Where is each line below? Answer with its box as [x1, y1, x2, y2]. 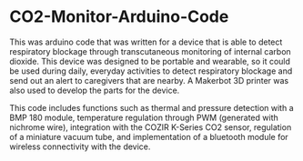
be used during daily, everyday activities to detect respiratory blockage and [9, 65, 293, 76]
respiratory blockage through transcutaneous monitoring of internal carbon [9, 45, 291, 56]
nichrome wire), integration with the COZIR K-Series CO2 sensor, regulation [9, 121, 292, 133]
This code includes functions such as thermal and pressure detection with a [9, 102, 294, 113]
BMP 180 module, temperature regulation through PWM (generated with [9, 112, 279, 123]
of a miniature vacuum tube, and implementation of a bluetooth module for [9, 131, 288, 142]
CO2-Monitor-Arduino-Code [9, 6, 229, 27]
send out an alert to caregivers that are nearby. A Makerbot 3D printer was [9, 75, 289, 86]
